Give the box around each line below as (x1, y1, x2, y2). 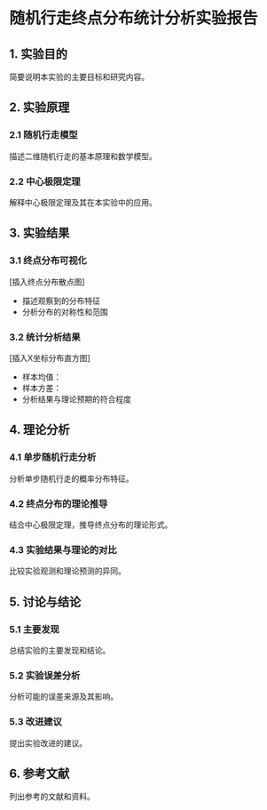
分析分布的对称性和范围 (21, 306, 108, 317)
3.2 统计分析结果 (9, 331, 82, 343)
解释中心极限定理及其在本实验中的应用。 (9, 196, 157, 207)
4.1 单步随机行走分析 (9, 451, 97, 463)
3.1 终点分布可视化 (9, 254, 87, 267)
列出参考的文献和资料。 (9, 791, 95, 802)
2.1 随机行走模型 (9, 129, 78, 141)
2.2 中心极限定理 (9, 175, 82, 188)
